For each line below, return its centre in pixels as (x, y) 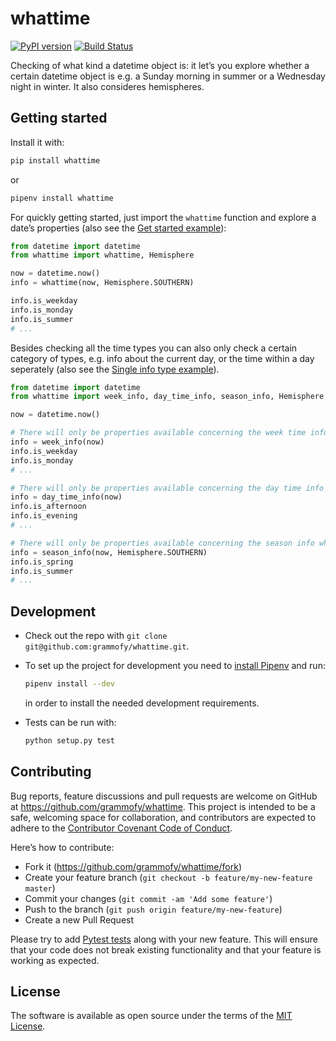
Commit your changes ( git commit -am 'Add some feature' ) (148, 898)
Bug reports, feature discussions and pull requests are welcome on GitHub (164, 796)
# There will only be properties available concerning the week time (158, 433)
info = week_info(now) (57, 442)
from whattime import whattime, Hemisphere (102, 255)
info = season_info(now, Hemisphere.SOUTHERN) (109, 552)
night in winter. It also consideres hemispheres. (107, 86)
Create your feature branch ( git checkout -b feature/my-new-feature (168, 877)
